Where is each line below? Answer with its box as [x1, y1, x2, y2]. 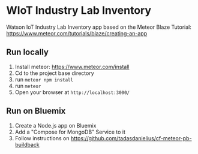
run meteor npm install [14, 76, 74, 83]
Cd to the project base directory [14, 70, 94, 77]
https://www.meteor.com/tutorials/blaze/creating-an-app [6, 29, 148, 37]
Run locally [6, 47, 49, 58]
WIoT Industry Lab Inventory [6, 4, 152, 17]
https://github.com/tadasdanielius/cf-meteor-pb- [70, 134, 192, 141]
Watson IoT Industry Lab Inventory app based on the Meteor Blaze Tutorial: [6, 23, 192, 31]
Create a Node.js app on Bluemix [14, 122, 97, 129]
